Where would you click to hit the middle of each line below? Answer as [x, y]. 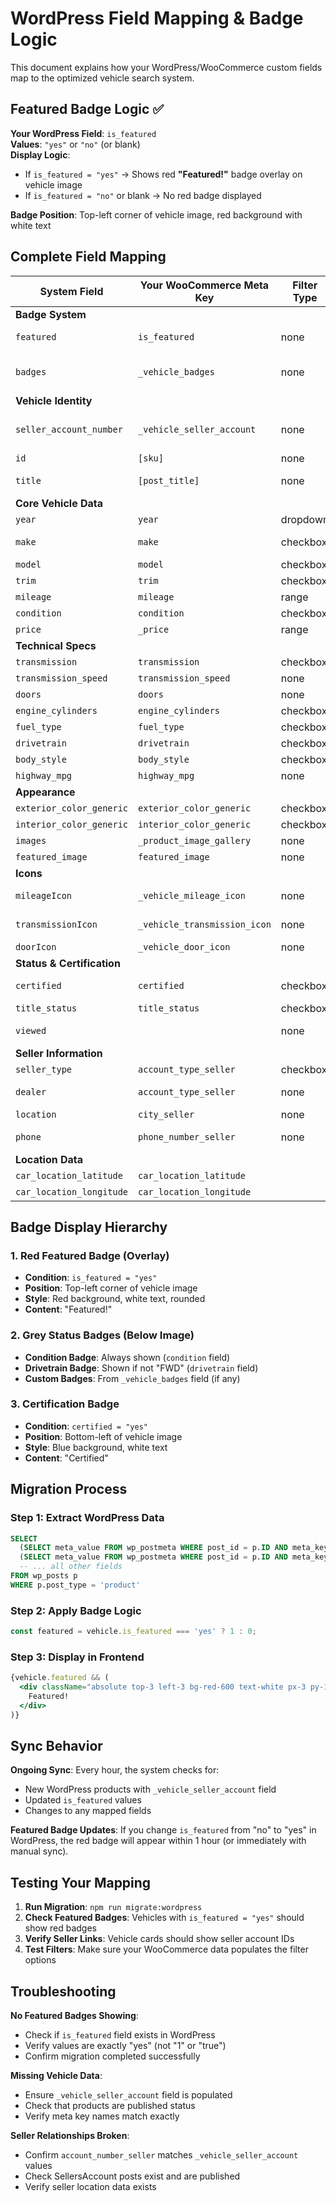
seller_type [44, 1069]
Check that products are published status [110, 2106]
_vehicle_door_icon [184, 946]
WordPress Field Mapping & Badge [157, 18]
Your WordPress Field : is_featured [83, 133]
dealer [31, 1091]
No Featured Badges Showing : [74, 2016]
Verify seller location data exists [90, 2187]
